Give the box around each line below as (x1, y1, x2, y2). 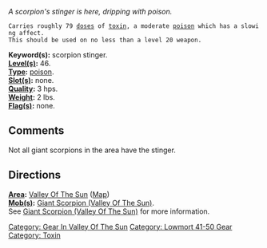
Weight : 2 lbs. (8, 93, 56, 102)
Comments (8, 124, 65, 138)
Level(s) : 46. (8, 59, 51, 68)
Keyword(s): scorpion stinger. (8, 50, 108, 59)
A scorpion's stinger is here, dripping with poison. (8, 7, 173, 16)
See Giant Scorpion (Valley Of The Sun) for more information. (8, 207, 210, 216)
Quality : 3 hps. (8, 84, 58, 93)
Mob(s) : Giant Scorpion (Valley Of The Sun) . (8, 198, 154, 207)
